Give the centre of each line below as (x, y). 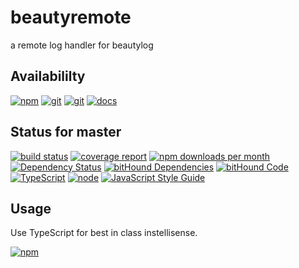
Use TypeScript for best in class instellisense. (104, 233)
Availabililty (48, 76)
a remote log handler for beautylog (82, 45)
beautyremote (71, 17)
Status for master (66, 132)
